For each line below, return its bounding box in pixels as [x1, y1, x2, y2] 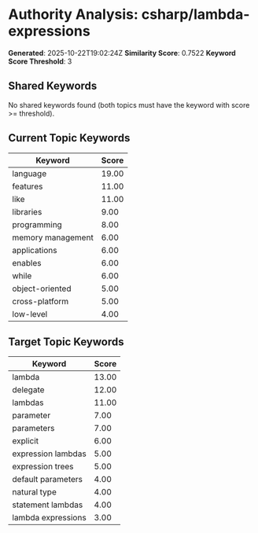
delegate [12, 384, 45, 395]
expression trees [12, 461, 74, 472]
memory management [12, 232, 94, 243]
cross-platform [12, 296, 69, 307]
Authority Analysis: [8, 6, 139, 24]
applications [12, 244, 57, 255]
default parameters [12, 474, 83, 485]
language [12, 167, 47, 178]
